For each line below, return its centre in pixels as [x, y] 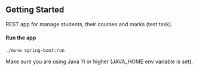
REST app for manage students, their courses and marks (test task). [89, 24]
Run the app [21, 38]
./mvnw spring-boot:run [35, 51]
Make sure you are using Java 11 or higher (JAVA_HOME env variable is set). [99, 61]
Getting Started [35, 10]
